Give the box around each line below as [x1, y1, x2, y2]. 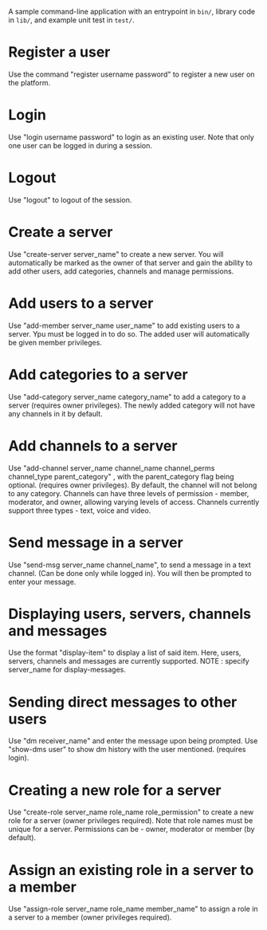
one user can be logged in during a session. [8, 140, 153, 150]
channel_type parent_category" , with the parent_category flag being [8, 471, 234, 481]
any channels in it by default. [8, 408, 103, 418]
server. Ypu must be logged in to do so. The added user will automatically [8, 329, 250, 338]
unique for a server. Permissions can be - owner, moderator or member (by [8, 825, 255, 834]
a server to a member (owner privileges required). [8, 912, 172, 922]
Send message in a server [8, 534, 183, 551]
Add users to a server [8, 294, 154, 312]
